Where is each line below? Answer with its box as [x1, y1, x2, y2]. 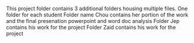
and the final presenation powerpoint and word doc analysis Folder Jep [6, 18, 180, 24]
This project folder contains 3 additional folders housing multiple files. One [6, 5, 188, 12]
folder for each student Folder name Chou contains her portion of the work [6, 11, 189, 18]
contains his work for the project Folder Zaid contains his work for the [6, 24, 176, 31]
